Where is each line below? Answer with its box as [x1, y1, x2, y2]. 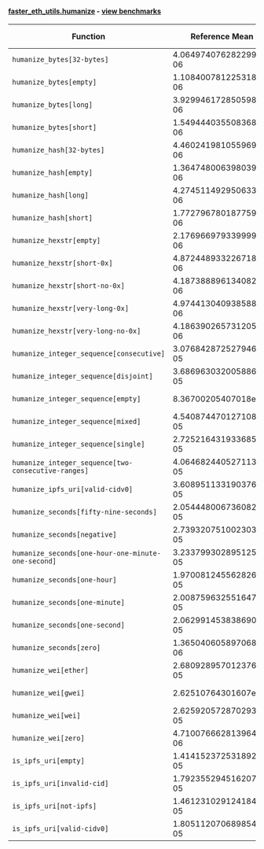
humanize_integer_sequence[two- [12, 459, 134, 467]
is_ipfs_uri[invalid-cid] [12, 779, 109, 788]
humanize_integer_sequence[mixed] [12, 417, 141, 426]
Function [71, 31, 106, 42]
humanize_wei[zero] [12, 734, 85, 743]
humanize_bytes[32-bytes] [12, 55, 109, 65]
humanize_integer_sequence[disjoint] [12, 372, 153, 381]
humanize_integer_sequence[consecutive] [12, 349, 165, 358]
